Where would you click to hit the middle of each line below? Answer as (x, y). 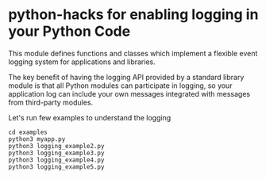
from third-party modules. (51, 102)
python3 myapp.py (37, 139)
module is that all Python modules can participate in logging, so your (120, 86)
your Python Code (69, 31)
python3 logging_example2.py (56, 146)
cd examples (28, 132)
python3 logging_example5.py (56, 167)
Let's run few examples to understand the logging (90, 117)
